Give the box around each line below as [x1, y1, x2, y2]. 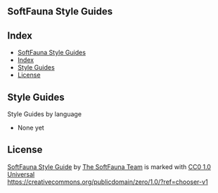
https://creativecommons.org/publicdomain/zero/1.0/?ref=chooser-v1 [7, 178, 209, 186]
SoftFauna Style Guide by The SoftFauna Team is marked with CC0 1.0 [7, 162, 211, 171]
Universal [7, 170, 35, 178]
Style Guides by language [7, 110, 82, 118]
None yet [17, 123, 44, 132]
